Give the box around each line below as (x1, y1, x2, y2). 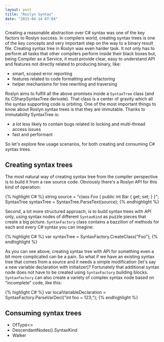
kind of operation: (5, 184, 41, 190)
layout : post (5, 7, 32, 12)
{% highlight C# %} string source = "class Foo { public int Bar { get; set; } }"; (5, 194, 159, 200)
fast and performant (12, 131, 53, 138)
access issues (12, 126, 41, 132)
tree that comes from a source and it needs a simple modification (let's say (5, 259, 156, 265)
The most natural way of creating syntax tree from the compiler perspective (5, 174, 158, 180)
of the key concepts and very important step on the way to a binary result (5, 40, 153, 46)
